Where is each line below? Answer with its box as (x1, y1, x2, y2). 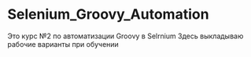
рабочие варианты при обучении (7, 39, 119, 48)
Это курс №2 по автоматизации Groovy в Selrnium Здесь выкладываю (7, 31, 244, 41)
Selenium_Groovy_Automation (7, 5, 209, 23)
